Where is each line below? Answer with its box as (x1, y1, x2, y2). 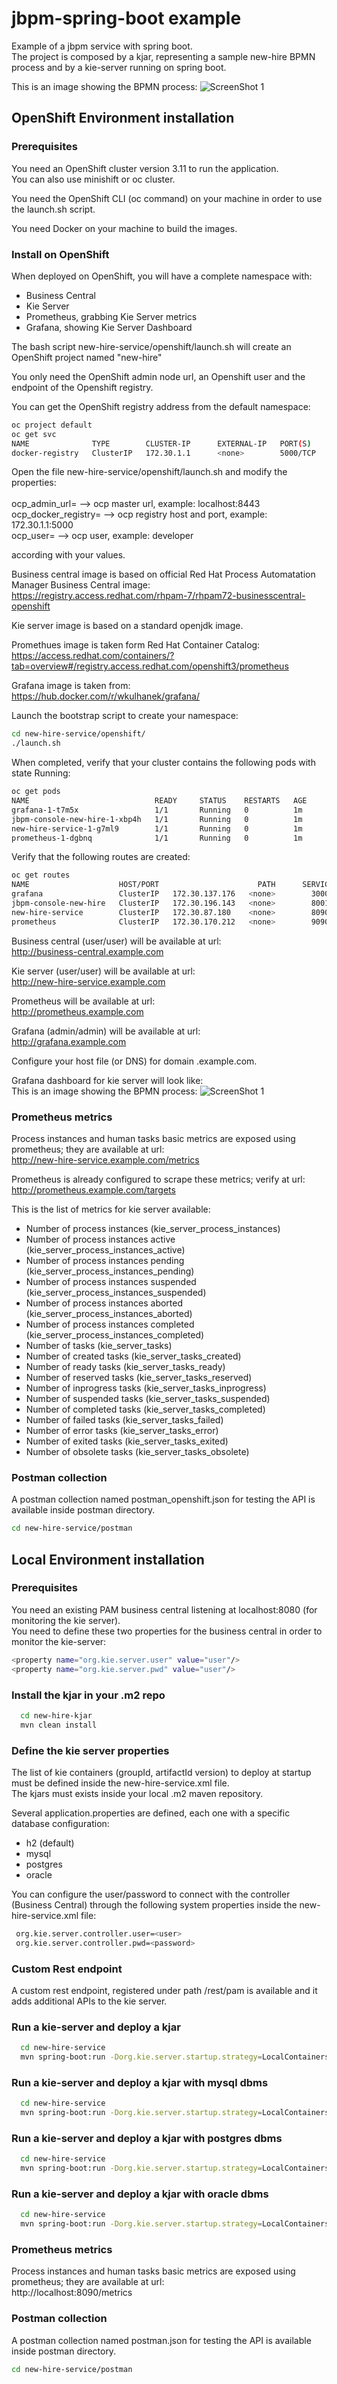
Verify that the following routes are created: (11, 851, 191, 863)
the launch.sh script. (11, 203, 96, 215)
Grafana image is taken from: (11, 680, 131, 692)
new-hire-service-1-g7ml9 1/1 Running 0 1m (11, 823, 303, 834)
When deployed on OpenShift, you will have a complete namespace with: (11, 270, 313, 282)
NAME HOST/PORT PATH (11, 880, 276, 890)
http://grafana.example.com (11, 1035, 127, 1047)
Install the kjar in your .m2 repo (11, 1688, 166, 1702)
